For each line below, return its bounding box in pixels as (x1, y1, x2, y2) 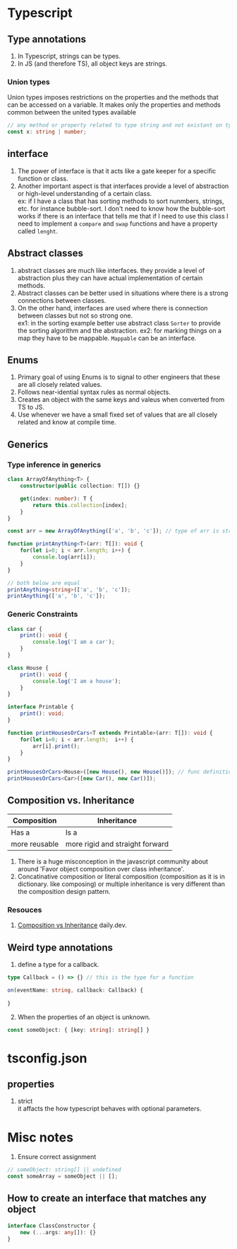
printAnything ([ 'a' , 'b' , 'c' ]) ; (7, 593, 106, 600)
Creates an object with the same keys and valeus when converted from (17, 395, 225, 404)
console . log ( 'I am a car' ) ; (32, 639, 115, 646)
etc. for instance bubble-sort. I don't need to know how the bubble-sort (17, 204, 226, 213)
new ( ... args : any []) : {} (20, 1228, 97, 1236)
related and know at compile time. (17, 418, 116, 426)
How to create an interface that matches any (7, 1192, 207, 1204)
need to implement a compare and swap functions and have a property (17, 219, 218, 228)
